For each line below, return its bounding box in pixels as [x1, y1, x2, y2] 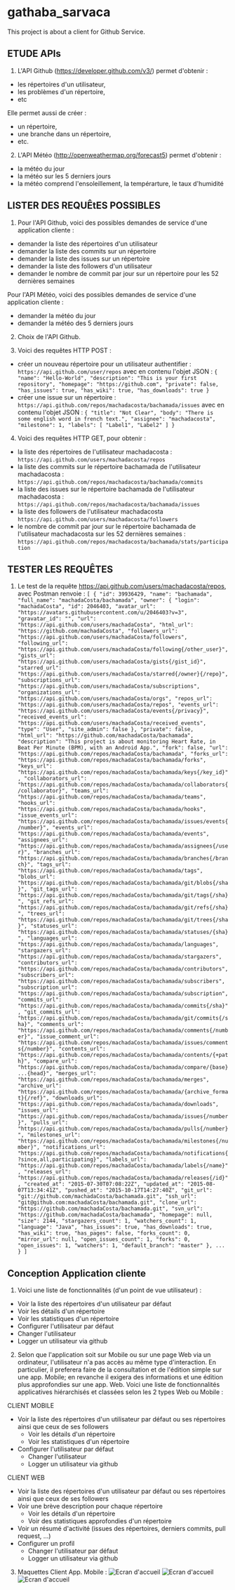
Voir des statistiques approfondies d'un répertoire [27, 1517, 172, 1525]
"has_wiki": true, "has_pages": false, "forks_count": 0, [17, 1230, 191, 1237]
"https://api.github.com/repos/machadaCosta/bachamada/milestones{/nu [17, 1138, 229, 1145]
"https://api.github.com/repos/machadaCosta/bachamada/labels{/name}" [17, 1162, 229, 1169]
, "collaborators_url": [17, 775, 88, 782]
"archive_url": [17, 1082, 62, 1089]
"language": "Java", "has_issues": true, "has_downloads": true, [17, 1223, 213, 1231]
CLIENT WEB [7, 1473, 46, 1482]
